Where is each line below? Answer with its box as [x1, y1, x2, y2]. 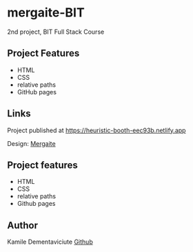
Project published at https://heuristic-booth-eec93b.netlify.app [7, 126, 186, 134]
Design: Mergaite [7, 139, 57, 147]
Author [7, 219, 38, 231]
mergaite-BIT [7, 5, 85, 21]
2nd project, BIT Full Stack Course [7, 28, 105, 36]
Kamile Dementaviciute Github [7, 238, 93, 246]
